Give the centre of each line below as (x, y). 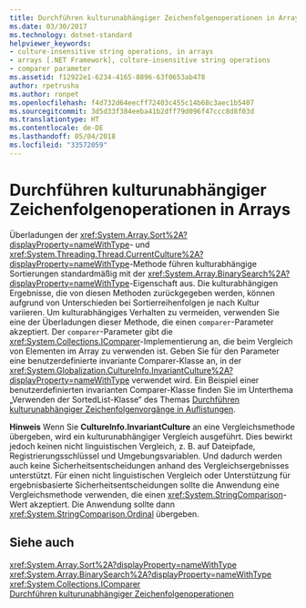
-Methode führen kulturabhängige (193, 263)
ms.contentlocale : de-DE (56, 129)
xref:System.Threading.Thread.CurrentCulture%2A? (107, 254)
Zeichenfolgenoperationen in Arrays (150, 209)
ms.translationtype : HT (55, 119)
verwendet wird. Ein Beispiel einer (195, 380)
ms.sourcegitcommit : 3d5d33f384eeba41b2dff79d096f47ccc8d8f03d (132, 111)
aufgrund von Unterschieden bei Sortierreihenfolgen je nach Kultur (134, 303)
